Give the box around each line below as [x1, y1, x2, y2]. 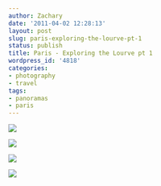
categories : [8, 64, 48, 72]
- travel [8, 79, 38, 87]
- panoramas [8, 94, 48, 102]
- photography [8, 72, 56, 80]
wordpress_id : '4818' [8, 57, 81, 65]
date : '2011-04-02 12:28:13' [8, 19, 106, 27]
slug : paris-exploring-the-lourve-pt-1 [8, 34, 142, 43]
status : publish [8, 42, 63, 50]
